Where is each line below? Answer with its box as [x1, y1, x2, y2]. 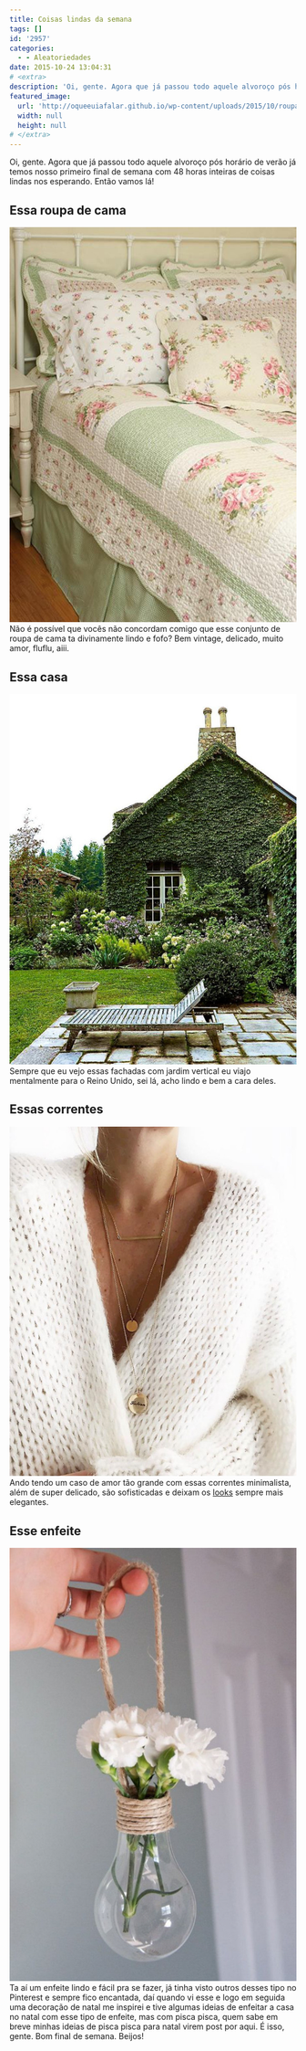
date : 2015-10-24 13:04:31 [9, 63, 112, 72]
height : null [17, 121, 67, 130]
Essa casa [9, 669, 68, 685]
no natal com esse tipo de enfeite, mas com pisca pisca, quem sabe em [9, 2012, 279, 2022]
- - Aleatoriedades [17, 53, 92, 63]
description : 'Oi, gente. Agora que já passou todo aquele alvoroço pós [9, 82, 291, 91]
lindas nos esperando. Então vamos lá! [9, 176, 155, 187]
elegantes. [9, 1497, 49, 1508]
